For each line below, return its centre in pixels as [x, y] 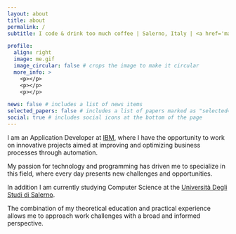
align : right [33, 53]
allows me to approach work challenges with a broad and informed [104, 216]
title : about [26, 20]
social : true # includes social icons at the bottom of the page [105, 118]
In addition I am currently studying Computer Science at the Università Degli [117, 187]
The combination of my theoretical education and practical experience [109, 208]
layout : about [28, 14]
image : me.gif [34, 59]
